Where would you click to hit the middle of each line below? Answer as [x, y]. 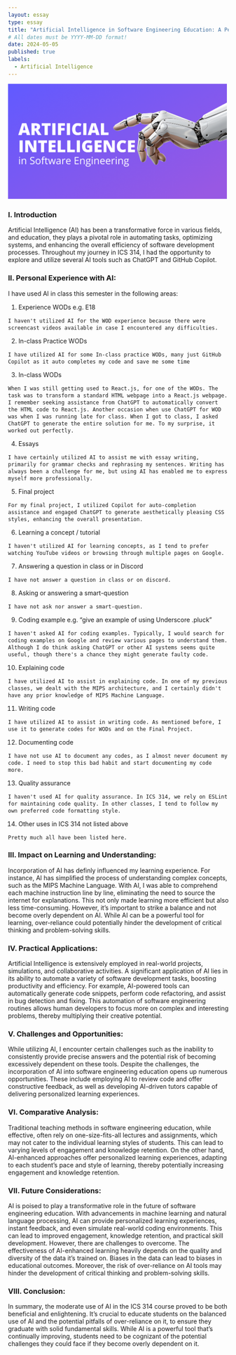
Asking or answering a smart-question [73, 593]
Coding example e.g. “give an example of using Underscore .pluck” [115, 620]
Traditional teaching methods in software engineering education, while [110, 1127]
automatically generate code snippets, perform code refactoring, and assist [117, 993]
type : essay [25, 22]
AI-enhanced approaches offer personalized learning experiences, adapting [117, 1157]
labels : [19, 60]
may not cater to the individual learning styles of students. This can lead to [116, 1142]
